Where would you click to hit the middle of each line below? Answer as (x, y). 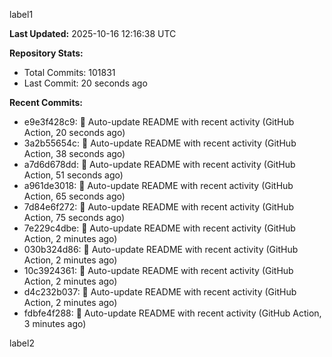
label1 (21, 14)
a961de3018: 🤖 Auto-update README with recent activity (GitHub (158, 185)
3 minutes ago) (55, 323)
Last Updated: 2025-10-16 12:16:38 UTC (93, 33)
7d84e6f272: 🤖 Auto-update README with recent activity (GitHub (158, 207)
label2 (22, 343)
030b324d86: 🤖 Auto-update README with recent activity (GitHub (161, 249)
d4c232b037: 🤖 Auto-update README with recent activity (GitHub (160, 292)
